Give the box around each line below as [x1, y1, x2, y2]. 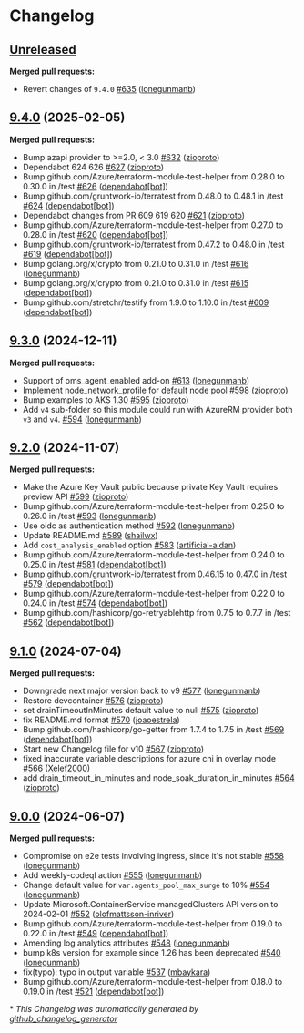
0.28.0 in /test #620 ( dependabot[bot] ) [22, 229, 169, 240]
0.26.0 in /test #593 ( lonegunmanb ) [22, 511, 157, 522]
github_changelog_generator [9, 1013, 118, 1025]
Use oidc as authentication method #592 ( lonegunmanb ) [22, 520, 236, 531]
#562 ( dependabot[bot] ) [22, 617, 115, 629]
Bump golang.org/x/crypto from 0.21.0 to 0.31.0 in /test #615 [22, 277, 249, 288]
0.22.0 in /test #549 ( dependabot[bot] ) [22, 928, 169, 939]
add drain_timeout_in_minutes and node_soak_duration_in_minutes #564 [22, 772, 295, 783]
